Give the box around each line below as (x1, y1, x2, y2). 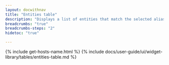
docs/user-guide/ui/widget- (105, 48, 162, 54)
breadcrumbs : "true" (5, 21, 49, 26)
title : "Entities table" (5, 12, 57, 17)
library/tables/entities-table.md (5, 54, 69, 60)
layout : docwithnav (5, 7, 46, 12)
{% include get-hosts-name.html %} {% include (5, 48, 104, 54)
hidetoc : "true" (5, 30, 39, 35)
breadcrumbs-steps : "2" (5, 26, 55, 31)
